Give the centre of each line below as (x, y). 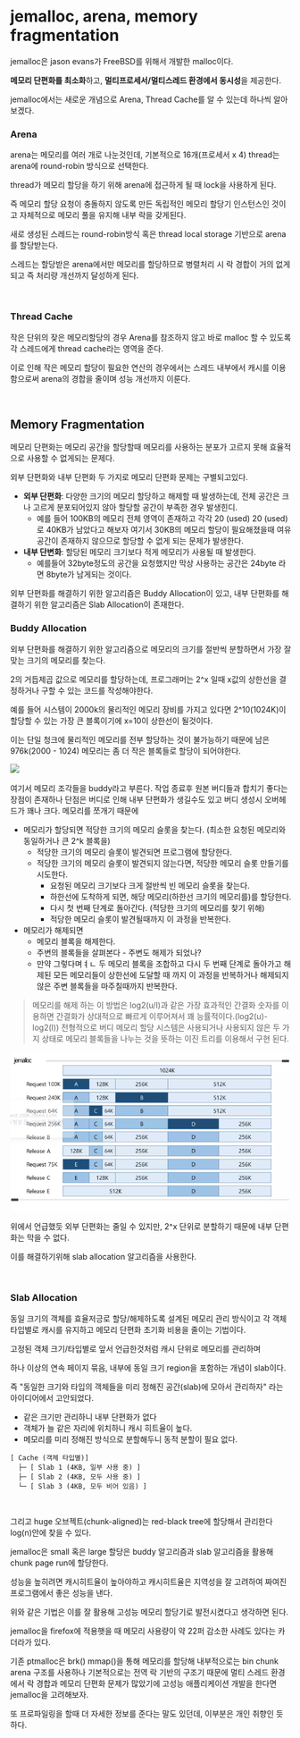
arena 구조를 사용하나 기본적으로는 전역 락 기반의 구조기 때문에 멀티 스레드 (139, 1672)
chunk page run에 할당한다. (59, 1563)
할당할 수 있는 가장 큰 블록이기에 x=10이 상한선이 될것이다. (112, 721)
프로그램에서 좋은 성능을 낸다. (62, 1592)
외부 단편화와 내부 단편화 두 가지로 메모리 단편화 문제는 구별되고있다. (129, 477)
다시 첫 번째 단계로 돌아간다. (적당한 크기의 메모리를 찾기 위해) (157, 907)
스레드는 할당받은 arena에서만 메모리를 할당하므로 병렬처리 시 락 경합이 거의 (142, 265)
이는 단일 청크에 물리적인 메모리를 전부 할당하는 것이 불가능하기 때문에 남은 (140, 739)
